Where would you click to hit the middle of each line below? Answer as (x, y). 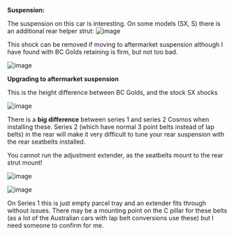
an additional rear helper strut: (51, 31)
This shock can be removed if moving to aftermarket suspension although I (115, 44)
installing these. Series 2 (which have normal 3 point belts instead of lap (111, 127)
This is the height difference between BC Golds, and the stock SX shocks (112, 92)
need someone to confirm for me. (56, 225)
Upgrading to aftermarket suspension (63, 79)
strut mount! (25, 162)
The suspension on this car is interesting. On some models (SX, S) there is (114, 23)
